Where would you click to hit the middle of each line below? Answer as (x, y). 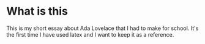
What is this (37, 11)
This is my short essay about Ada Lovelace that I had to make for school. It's (102, 28)
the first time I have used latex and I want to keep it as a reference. (90, 34)
